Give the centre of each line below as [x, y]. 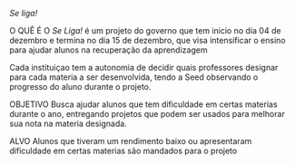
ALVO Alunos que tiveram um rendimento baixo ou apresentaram [131, 141]
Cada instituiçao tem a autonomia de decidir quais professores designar [144, 68]
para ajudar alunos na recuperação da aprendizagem [108, 50]
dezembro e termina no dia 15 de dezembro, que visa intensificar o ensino [147, 40]
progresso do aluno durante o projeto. [80, 87]
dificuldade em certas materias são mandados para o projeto [123, 150]
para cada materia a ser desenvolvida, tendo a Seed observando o [134, 77]
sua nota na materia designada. [68, 123]
